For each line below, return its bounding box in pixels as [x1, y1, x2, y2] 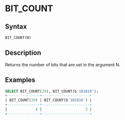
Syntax [5, 22, 27, 31]
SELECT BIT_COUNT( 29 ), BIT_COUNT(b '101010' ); [5, 89, 98, 94]
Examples [5, 76, 35, 84]
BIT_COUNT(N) [5, 35, 31, 40]
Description [5, 49, 41, 57]
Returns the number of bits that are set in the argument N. [5, 61, 121, 67]
